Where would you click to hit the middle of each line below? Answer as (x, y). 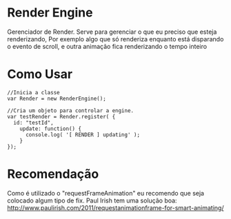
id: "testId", (33, 123)
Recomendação (53, 174)
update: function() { (50, 129)
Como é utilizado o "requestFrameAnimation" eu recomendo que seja (106, 193)
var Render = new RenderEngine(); (57, 98)
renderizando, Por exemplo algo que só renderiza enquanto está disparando (115, 39)
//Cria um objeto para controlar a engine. (71, 111)
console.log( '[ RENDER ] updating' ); (82, 135)
